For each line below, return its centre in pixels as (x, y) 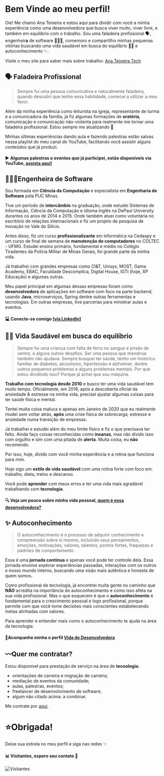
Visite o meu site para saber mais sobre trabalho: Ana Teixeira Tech (73, 61)
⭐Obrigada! (29, 727)
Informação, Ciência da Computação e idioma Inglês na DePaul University (80, 211)
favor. (23, 101)
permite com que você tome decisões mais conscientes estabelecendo (77, 606)
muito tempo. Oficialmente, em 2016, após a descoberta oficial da (71, 389)
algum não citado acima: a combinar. (49, 697)
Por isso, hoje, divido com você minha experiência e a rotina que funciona (80, 454)
